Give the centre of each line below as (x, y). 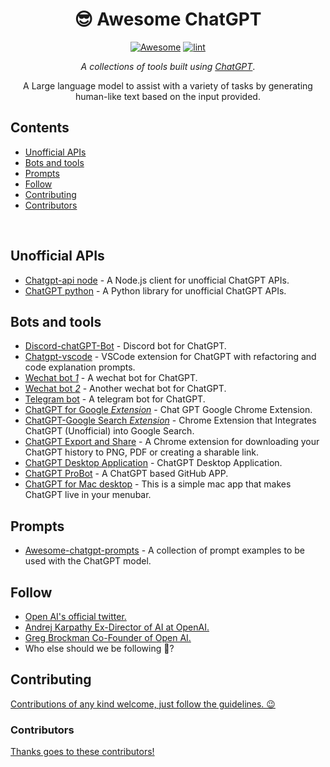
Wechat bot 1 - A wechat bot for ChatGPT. (111, 378)
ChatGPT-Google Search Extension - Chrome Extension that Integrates (170, 420)
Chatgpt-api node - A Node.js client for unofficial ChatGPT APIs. (157, 280)
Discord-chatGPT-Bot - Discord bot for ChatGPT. (125, 346)
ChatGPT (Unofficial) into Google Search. (109, 431)
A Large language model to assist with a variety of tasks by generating (168, 85)
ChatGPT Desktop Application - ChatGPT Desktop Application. (153, 463)
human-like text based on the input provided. (168, 96)
